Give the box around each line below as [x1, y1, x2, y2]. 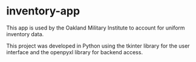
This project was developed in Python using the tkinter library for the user [6, 42, 190, 49]
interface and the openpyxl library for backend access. [6, 48, 143, 55]
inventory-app [6, 4, 80, 18]
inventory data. [6, 30, 44, 37]
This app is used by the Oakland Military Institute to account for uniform [6, 24, 186, 31]
